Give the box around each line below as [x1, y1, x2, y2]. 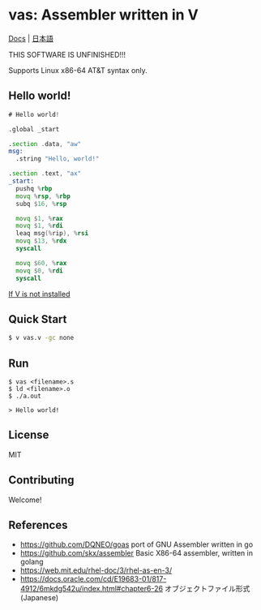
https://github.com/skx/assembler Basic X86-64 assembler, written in [19, 548, 254, 558]
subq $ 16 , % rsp [15, 200, 67, 208]
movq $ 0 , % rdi [15, 266, 63, 275]
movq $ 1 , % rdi [15, 221, 63, 230]
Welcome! [8, 495, 42, 505]
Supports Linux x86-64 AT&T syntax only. [8, 65, 148, 75]
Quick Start [8, 312, 67, 326]
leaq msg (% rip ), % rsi [15, 230, 89, 238]
